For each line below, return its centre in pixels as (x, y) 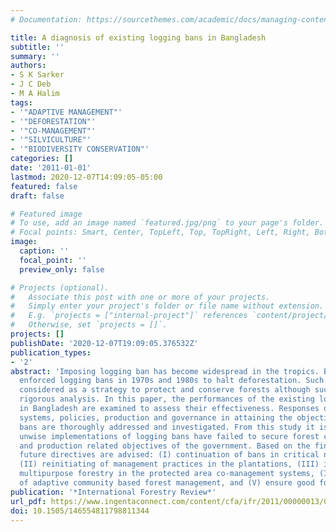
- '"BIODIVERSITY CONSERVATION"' (80, 149)
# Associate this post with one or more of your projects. (140, 297)
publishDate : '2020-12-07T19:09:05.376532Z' (104, 343)
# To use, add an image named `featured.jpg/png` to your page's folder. (167, 223)
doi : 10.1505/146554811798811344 (80, 511)
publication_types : (51, 352)
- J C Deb (31, 84)
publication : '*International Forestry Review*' (113, 492)
